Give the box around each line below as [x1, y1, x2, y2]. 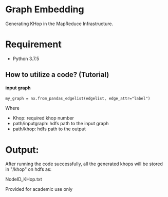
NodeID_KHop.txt [5, 176, 42, 183]
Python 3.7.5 [12, 55, 40, 62]
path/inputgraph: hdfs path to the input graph [12, 121, 109, 127]
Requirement [5, 38, 62, 50]
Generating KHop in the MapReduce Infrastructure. [5, 21, 114, 27]
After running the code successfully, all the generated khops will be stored [5, 161, 163, 167]
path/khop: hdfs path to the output [12, 126, 86, 132]
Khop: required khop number [12, 115, 74, 121]
